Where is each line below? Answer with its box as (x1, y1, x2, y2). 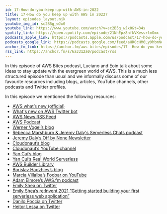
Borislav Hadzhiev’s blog (12, 166, 63, 172)
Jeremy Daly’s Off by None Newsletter (12, 135, 91, 141)
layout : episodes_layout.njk (5, 16, 66, 21)
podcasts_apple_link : (5, 35, 50, 40)
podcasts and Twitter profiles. (5, 84, 67, 90)
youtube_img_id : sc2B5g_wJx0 (5, 21, 66, 26)
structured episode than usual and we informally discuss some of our (5, 73, 147, 79)
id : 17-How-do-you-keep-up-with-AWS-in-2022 (5, 7, 99, 12)
